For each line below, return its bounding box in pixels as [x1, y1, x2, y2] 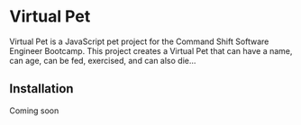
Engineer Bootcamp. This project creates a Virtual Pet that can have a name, [9, 45, 293, 56]
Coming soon [9, 105, 59, 116]
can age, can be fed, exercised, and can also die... [9, 55, 196, 66]
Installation [9, 81, 74, 96]
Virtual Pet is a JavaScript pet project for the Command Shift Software [9, 36, 269, 47]
